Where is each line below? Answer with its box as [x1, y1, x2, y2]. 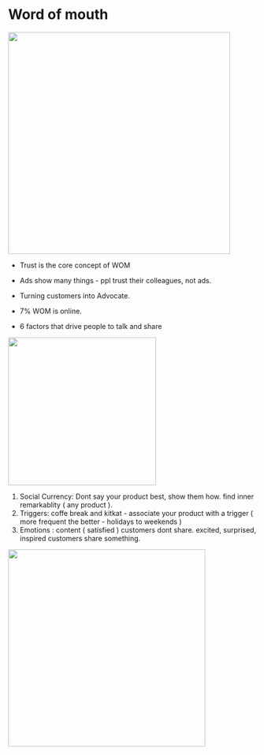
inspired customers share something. [19, 533, 141, 543]
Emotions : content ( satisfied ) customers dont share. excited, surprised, [19, 525, 257, 534]
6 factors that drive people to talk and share [19, 321, 162, 331]
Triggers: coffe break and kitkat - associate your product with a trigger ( [19, 508, 254, 518]
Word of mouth [8, 6, 109, 24]
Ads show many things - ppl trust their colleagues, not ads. [19, 275, 212, 285]
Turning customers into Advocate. [19, 290, 130, 301]
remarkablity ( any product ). [19, 499, 113, 510]
